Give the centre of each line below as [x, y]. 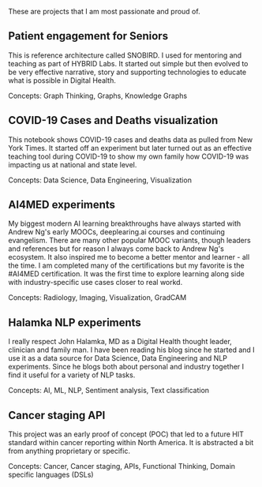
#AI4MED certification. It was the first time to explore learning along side [126, 274]
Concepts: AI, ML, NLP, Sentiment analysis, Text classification [109, 391]
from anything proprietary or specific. [69, 451]
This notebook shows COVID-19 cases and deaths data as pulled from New [131, 139]
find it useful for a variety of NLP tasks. [72, 375]
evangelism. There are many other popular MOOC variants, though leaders [129, 241]
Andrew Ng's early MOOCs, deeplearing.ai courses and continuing [116, 232]
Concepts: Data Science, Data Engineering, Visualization [100, 180]
